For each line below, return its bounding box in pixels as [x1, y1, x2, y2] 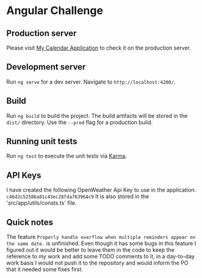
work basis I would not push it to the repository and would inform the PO [6, 259, 189, 266]
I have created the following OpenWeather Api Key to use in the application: [6, 186, 197, 194]
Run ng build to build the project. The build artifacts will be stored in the [6, 112, 188, 119]
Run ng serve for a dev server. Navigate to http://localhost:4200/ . [6, 78, 176, 86]
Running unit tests [6, 136, 78, 147]
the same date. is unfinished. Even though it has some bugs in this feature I [6, 240, 197, 247]
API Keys [6, 170, 41, 180]
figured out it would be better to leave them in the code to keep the [6, 246, 175, 254]
